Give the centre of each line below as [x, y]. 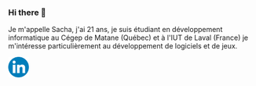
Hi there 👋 [27, 13]
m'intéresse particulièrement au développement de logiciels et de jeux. [123, 46]
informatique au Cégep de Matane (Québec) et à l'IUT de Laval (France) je [128, 38]
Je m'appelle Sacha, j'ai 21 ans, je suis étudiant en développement [115, 30]
